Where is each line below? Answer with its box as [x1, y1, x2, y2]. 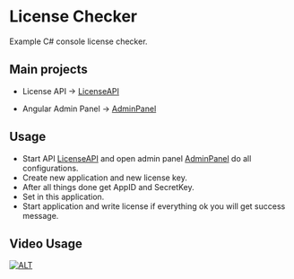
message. [22, 210, 59, 221]
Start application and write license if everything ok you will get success [22, 200, 286, 212]
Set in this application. [22, 191, 105, 202]
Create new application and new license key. [22, 172, 188, 183]
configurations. [22, 162, 79, 173]
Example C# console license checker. [9, 36, 148, 47]
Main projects [9, 62, 88, 77]
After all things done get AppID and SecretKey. [22, 181, 195, 192]
